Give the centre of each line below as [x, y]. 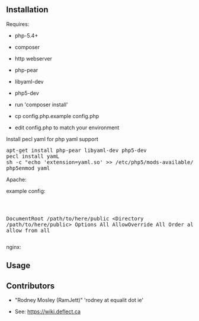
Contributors [31, 286]
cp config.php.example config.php [57, 116]
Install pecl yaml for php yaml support [52, 139]
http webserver [33, 58]
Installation [27, 10]
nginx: [14, 247]
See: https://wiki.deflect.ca [48, 312]
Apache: [16, 179]
